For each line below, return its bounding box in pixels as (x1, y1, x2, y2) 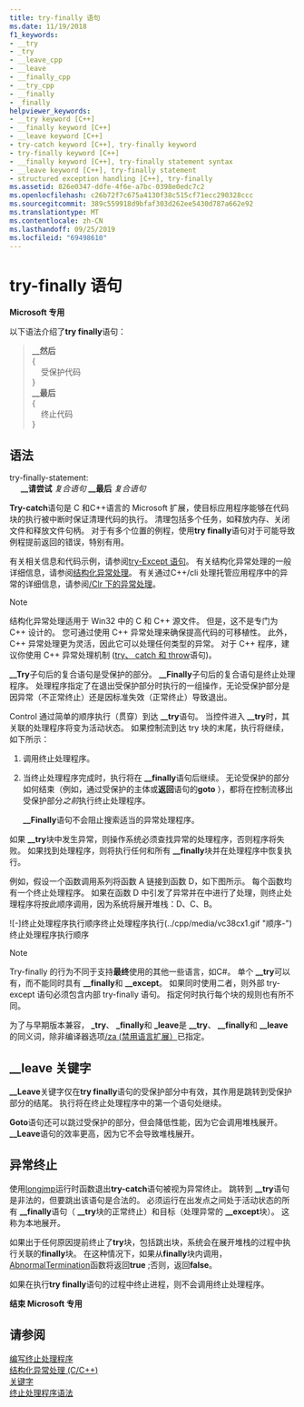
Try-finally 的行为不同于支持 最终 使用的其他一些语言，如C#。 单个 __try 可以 (9, 966, 290, 978)
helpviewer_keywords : (9, 106, 92, 116)
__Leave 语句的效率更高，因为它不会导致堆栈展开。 (9, 1128, 200, 1139)
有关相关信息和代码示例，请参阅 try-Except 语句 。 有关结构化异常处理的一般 (9, 556, 292, 567)
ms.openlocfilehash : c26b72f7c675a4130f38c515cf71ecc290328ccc (9, 191, 254, 200)
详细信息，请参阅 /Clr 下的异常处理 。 (25, 578, 161, 589)
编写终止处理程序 (9, 1352, 74, 1364)
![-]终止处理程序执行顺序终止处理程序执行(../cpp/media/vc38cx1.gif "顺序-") (9, 918, 293, 929)
